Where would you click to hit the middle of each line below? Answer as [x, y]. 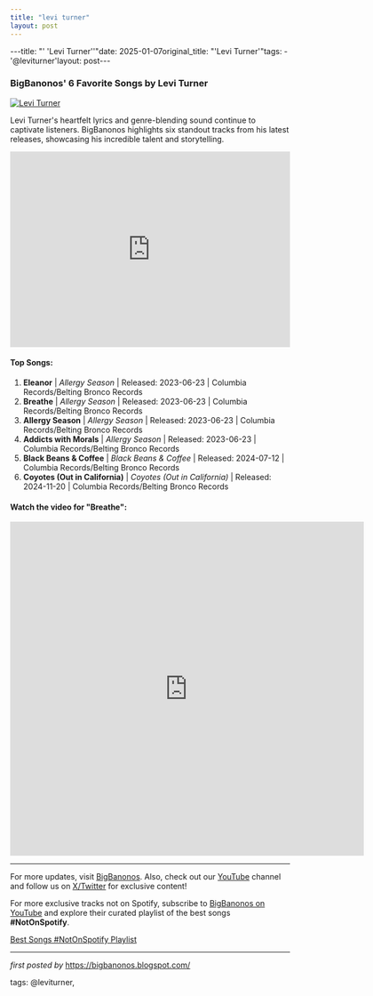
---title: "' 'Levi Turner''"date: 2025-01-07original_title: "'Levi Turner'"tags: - [149, 51]
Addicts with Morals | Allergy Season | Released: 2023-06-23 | [139, 439]
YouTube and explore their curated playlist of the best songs [120, 913]
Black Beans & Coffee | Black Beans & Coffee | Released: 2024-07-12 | [154, 458]
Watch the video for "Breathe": [69, 507]
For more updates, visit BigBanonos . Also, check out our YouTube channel [146, 877]
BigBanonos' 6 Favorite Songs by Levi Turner [109, 84]
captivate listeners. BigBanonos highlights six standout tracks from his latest [150, 129]
